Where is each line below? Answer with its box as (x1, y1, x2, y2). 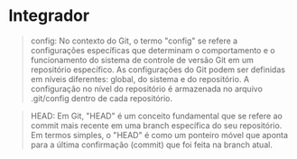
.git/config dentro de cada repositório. (30, 92, 173, 104)
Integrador (8, 5, 90, 26)
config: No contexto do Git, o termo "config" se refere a (30, 35, 238, 46)
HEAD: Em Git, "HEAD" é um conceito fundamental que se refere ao (30, 110, 283, 121)
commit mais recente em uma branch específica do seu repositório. (30, 119, 283, 131)
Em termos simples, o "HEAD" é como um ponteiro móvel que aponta (30, 129, 289, 140)
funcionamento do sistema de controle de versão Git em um (30, 54, 255, 65)
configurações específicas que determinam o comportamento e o (30, 44, 276, 55)
